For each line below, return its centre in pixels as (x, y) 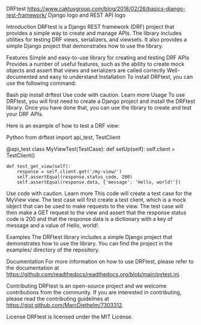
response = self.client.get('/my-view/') (69, 172)
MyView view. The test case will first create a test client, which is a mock (96, 200)
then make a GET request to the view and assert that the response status (96, 212)
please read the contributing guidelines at (58, 299)
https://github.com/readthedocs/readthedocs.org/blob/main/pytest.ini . (94, 274)
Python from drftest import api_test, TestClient (64, 137)
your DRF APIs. (25, 114)
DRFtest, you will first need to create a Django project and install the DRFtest (101, 101)
